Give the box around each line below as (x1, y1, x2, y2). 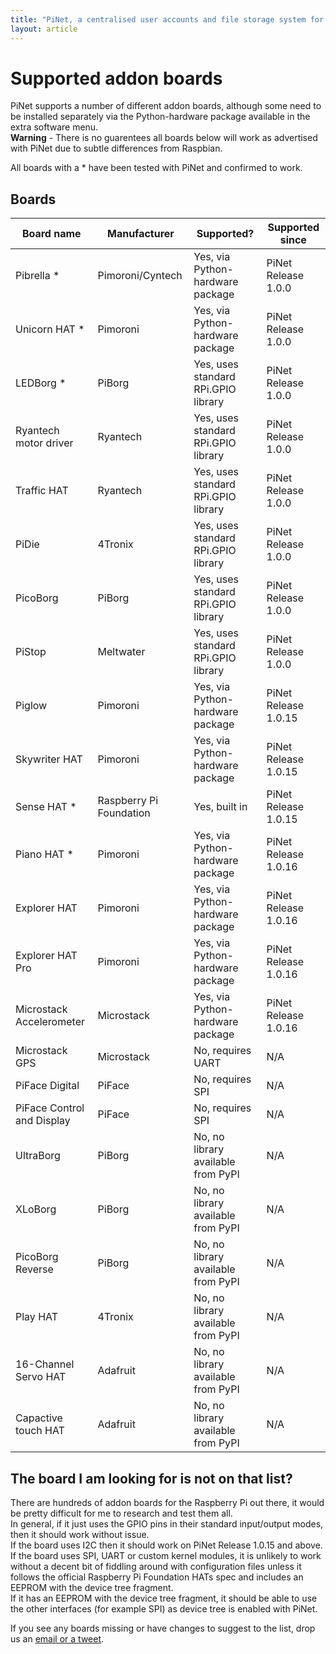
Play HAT (15, 1310, 59, 1324)
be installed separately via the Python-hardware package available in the (10, 111, 311, 123)
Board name (21, 227, 82, 241)
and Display (15, 1114, 71, 1128)
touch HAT (15, 1424, 65, 1438)
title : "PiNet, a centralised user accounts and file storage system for (10, 14, 325, 25)
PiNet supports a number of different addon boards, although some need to (10, 100, 322, 112)
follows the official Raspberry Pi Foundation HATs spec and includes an (10, 1571, 304, 1583)
